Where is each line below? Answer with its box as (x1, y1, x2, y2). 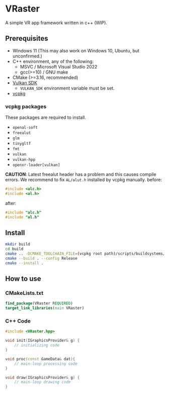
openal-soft (12, 125, 38, 130)
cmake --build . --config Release (5, 256, 78, 261)
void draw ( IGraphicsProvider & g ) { (5, 375, 80, 380)
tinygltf (12, 141, 31, 146)
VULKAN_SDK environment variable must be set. (20, 85, 115, 91)
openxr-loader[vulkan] (12, 163, 60, 168)
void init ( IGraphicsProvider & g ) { (5, 338, 80, 343)
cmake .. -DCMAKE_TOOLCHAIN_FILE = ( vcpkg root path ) (5, 251, 116, 257)
